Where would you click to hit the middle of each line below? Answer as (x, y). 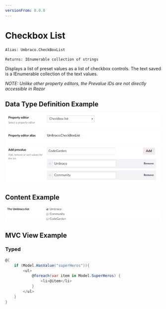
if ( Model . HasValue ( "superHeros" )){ (52, 265)
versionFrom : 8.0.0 (25, 10)
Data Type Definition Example (52, 104)
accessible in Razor (25, 89)
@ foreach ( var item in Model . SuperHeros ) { (76, 276)
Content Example (32, 197)
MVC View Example (36, 235)
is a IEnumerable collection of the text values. (52, 74)
